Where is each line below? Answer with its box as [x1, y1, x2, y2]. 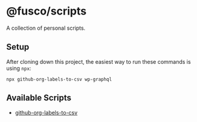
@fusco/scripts [6, 4, 86, 18]
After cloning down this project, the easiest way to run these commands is [6, 58, 192, 65]
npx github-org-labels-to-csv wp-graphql [6, 76, 112, 83]
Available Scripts [6, 93, 71, 103]
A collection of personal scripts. [6, 24, 86, 32]
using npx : [6, 64, 31, 72]
